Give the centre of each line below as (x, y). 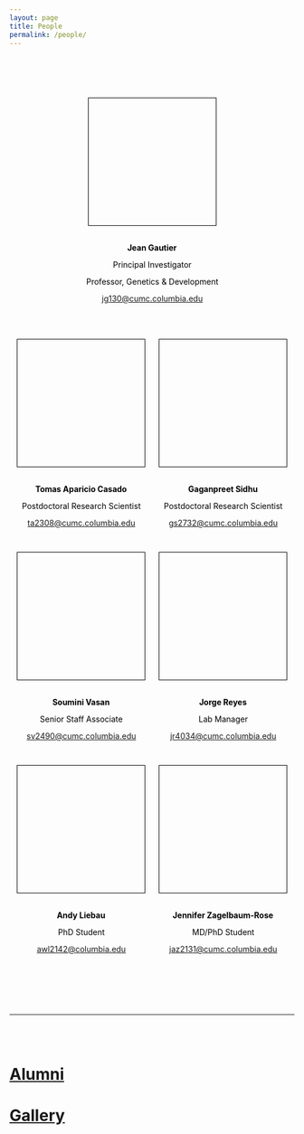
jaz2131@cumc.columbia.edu (223, 949)
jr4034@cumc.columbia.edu (223, 736)
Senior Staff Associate (81, 719)
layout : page (34, 18)
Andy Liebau (81, 915)
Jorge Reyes (223, 702)
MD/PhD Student (223, 931)
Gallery (37, 1115)
